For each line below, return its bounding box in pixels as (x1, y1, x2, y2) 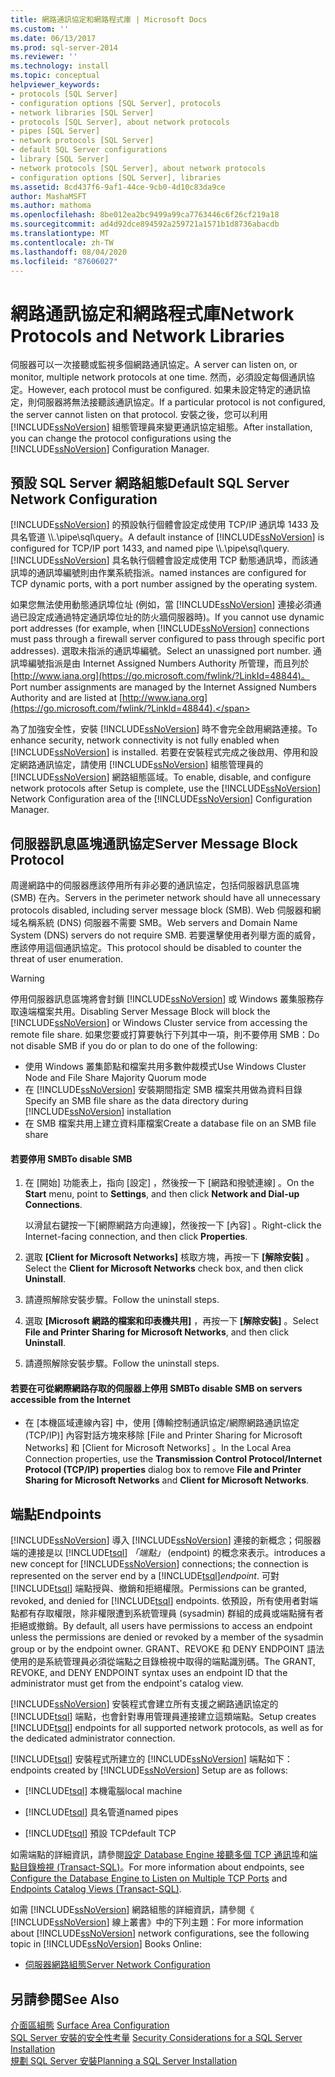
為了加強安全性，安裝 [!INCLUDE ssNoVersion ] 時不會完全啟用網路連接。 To (10, 723, 318, 735)
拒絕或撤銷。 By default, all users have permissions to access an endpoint (10, 1620, 313, 1632)
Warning (10, 972, 45, 984)
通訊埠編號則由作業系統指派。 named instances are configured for (36, 567, 307, 579)
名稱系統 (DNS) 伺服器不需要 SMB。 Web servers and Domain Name (18, 916, 298, 928)
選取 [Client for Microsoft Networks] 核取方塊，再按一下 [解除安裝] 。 (24, 1251, 315, 1263)
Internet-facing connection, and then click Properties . (24, 1231, 248, 1243)
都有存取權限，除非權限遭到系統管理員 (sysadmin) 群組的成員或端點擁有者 (18, 1607, 325, 1620)
